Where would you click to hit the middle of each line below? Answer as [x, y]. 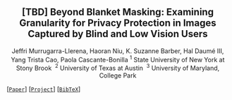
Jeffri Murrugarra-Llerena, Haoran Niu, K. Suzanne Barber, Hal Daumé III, [118, 51]
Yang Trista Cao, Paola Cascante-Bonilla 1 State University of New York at [118, 59]
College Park [118, 76]
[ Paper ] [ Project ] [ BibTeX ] [44, 89]
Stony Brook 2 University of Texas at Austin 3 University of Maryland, [118, 68]
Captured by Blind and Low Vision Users [118, 34]
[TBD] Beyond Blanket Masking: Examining [118, 12]
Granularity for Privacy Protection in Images [118, 23]
